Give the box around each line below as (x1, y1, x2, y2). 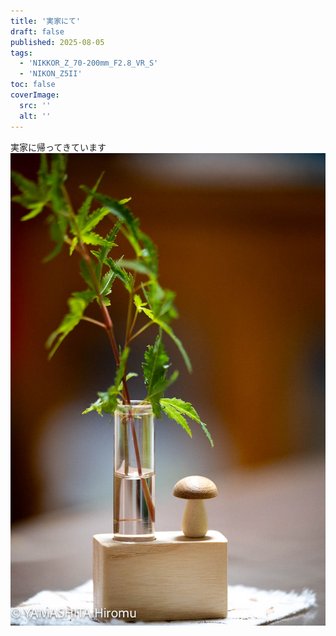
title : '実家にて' (10, 16, 82, 26)
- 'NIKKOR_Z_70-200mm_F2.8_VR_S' (19, 58, 159, 69)
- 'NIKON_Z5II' (19, 69, 83, 79)
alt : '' (19, 111, 52, 121)
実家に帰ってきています (10, 141, 107, 153)
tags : (10, 48, 33, 58)
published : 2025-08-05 (10, 37, 105, 47)
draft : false (10, 26, 65, 37)
